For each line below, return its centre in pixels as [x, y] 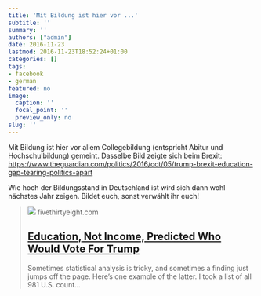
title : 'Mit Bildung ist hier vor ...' [73, 15]
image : [19, 96]
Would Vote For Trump [83, 249]
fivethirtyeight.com [68, 212]
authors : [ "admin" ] [40, 37]
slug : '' [22, 125]
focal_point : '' [42, 111]
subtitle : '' [29, 23]
